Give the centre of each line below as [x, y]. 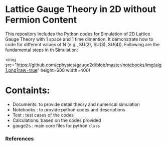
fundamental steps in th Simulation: [42, 50]
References [20, 138]
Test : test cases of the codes [43, 115]
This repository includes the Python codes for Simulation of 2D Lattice [78, 34]
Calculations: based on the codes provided [57, 120]
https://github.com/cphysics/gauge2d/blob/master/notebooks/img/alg [89, 65]
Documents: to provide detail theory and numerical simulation [76, 104]
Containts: [28, 91]
